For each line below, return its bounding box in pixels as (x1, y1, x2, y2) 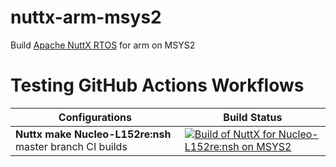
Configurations (58, 110, 132, 124)
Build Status (223, 110, 283, 124)
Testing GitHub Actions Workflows (10, 74, 305, 97)
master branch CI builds (15, 139, 128, 153)
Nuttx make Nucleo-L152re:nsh (15, 127, 172, 141)
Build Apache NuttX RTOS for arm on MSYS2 (10, 39, 196, 51)
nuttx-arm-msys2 (10, 6, 162, 29)
